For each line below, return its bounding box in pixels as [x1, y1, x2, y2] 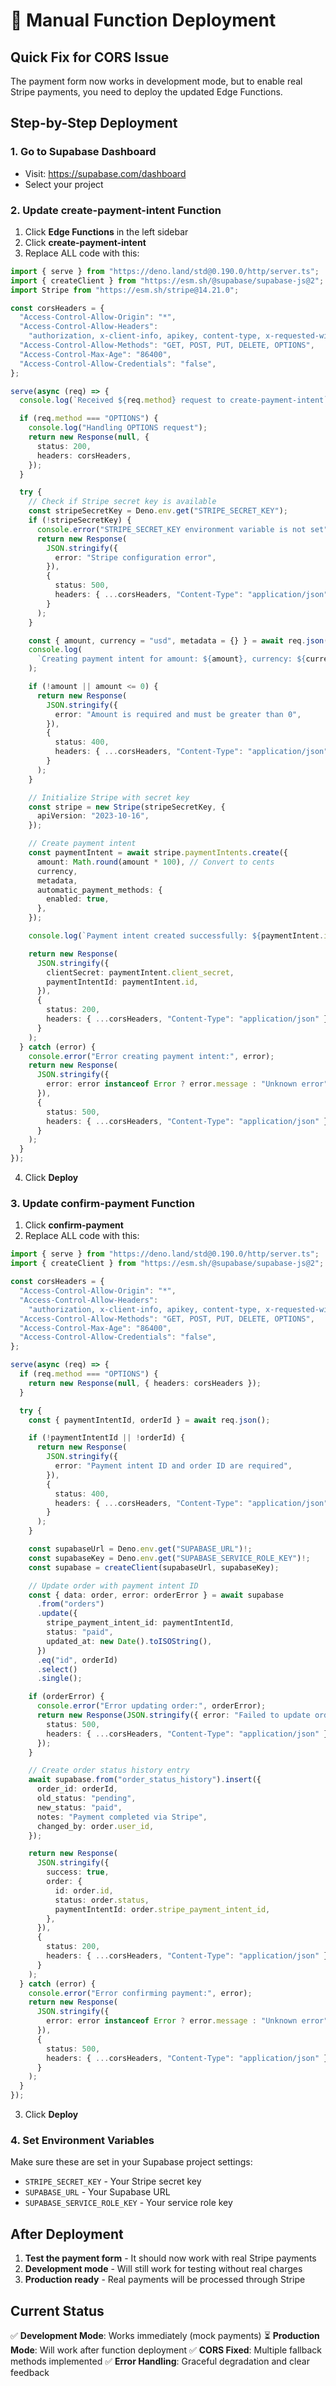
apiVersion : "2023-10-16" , [36, 811, 150, 821]
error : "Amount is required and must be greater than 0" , [54, 709, 302, 719]
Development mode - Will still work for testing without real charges [24, 2263, 303, 2275]
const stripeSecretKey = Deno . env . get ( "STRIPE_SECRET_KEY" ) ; [28, 506, 288, 516]
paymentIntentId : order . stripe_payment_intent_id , [54, 1904, 271, 1914]
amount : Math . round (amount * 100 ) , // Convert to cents [36, 857, 275, 867]
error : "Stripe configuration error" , [54, 552, 217, 563]
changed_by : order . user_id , [36, 1821, 155, 1831]
